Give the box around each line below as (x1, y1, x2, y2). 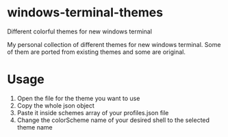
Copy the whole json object (16, 101, 94, 110)
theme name (16, 123, 53, 131)
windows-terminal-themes (7, 5, 163, 20)
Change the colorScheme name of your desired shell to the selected (16, 116, 210, 124)
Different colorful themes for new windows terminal (7, 27, 153, 35)
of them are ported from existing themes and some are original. (7, 48, 186, 56)
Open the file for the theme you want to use (16, 94, 140, 102)
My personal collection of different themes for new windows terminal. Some (7, 40, 221, 48)
